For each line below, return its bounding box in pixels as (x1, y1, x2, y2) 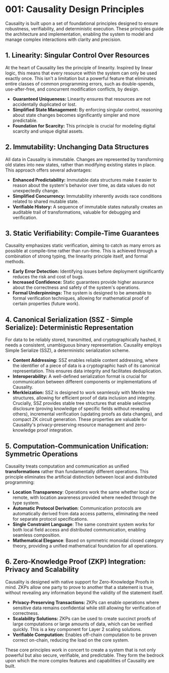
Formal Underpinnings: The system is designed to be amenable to (12, 290, 152, 296)
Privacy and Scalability (5, 565, 79, 574)
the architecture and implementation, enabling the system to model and (5, 31, 154, 37)
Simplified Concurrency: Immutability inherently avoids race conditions (12, 193, 162, 199)
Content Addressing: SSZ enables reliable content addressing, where (12, 357, 158, 363)
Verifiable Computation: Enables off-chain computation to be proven (12, 632, 157, 638)
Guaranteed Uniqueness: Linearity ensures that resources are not (12, 96, 151, 102)
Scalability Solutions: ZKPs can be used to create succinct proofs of (12, 615, 156, 621)
